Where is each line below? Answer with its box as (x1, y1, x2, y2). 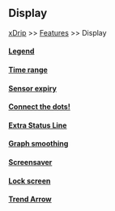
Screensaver (8, 157, 53, 167)
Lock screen (8, 175, 51, 185)
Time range (8, 65, 49, 74)
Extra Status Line (8, 120, 67, 130)
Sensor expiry (8, 83, 57, 93)
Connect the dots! (8, 102, 70, 112)
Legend (8, 46, 35, 56)
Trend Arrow (8, 194, 53, 205)
